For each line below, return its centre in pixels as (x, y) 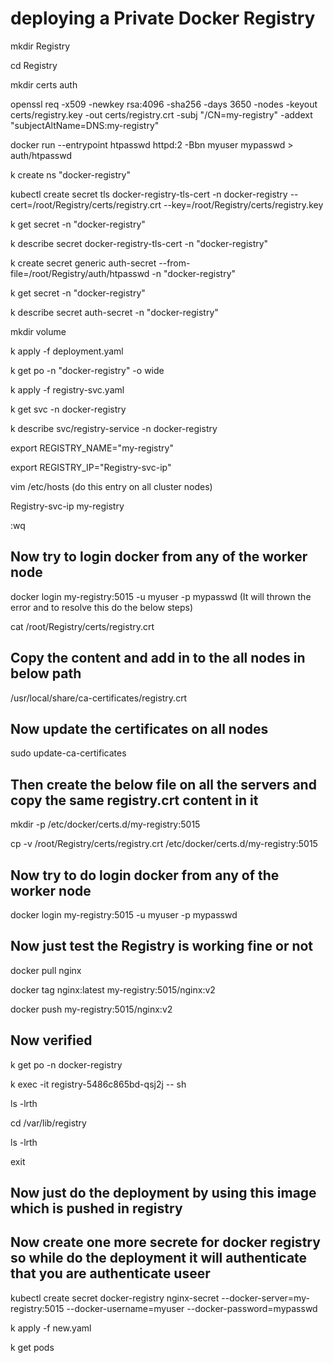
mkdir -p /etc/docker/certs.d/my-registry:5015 (105, 824)
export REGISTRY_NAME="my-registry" (92, 448)
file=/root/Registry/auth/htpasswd (80, 273)
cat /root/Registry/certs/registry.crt (82, 626)
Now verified (51, 1040)
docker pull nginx (46, 970)
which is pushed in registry (96, 1208)
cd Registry (34, 65)
